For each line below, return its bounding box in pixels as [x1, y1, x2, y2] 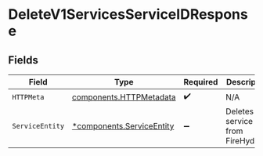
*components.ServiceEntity [71, 121, 175, 131]
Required [183, 77, 218, 87]
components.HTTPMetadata [71, 92, 176, 103]
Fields [8, 53, 39, 67]
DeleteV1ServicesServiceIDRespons [8, 5, 248, 24]
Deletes [225, 106, 254, 117]
